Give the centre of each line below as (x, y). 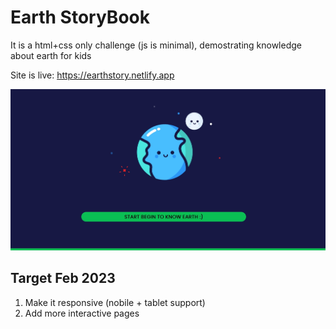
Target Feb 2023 (63, 278)
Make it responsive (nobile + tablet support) (115, 302)
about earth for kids (51, 55)
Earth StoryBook (80, 17)
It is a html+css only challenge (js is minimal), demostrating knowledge (156, 45)
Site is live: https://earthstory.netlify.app (92, 75)
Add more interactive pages (82, 313)
